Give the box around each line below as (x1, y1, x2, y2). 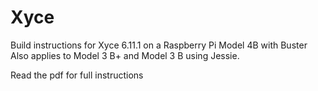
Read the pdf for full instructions (10, 69, 144, 81)
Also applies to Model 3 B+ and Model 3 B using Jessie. (10, 49, 240, 61)
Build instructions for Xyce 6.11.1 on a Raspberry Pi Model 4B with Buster (10, 39, 308, 51)
